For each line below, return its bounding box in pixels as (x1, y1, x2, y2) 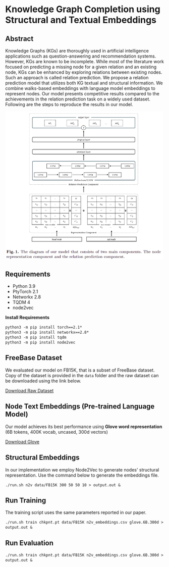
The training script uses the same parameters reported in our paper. (5, 509, 147, 516)
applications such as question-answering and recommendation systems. (5, 53, 156, 59)
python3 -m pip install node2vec (5, 340, 76, 345)
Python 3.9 (12, 283, 36, 289)
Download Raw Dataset (5, 387, 54, 393)
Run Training (5, 496, 46, 504)
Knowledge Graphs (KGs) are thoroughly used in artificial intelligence (5, 48, 149, 54)
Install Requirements (5, 315, 49, 321)
